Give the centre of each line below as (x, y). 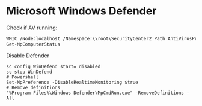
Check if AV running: (32, 28)
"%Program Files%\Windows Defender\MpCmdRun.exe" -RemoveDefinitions (95, 93)
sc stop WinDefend (29, 72)
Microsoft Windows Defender (81, 11)
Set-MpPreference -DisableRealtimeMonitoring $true (72, 82)
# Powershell (23, 77)
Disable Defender (28, 56)
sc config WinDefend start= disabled (54, 66)
